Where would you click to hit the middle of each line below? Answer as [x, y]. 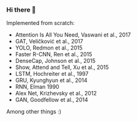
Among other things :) [34, 112]
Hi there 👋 [21, 10]
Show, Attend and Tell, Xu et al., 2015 [62, 67]
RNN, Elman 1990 [37, 87]
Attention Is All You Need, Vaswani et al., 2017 [73, 35]
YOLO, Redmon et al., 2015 [49, 48]
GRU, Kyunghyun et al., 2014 [51, 80]
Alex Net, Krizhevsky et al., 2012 [56, 94]
